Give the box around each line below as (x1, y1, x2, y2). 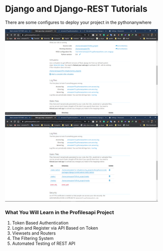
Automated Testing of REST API (12, 241, 76, 247)
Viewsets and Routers (12, 230, 56, 236)
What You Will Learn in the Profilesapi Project (5, 209, 114, 216)
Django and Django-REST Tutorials (5, 3, 148, 15)
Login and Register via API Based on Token (12, 225, 98, 231)
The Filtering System (12, 235, 54, 241)
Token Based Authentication (12, 220, 69, 226)
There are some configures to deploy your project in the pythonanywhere (5, 19, 152, 25)
